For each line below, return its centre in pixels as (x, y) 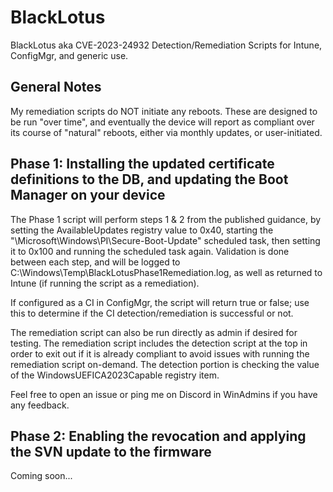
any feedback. (40, 405)
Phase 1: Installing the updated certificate (142, 164)
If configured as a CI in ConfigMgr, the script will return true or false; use (160, 302)
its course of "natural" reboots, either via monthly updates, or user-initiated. (166, 132)
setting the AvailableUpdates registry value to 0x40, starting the (142, 230)
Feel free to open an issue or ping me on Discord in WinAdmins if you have (164, 394)
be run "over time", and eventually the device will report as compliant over (162, 122)
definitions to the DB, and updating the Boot (149, 179)
